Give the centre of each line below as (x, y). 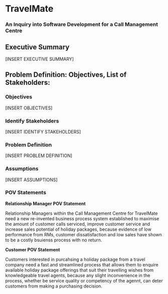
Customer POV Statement (33, 249)
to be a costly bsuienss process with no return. (54, 240)
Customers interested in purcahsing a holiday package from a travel (75, 259)
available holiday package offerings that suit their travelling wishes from (79, 270)
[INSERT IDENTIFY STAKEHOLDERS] (43, 131)
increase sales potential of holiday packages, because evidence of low (78, 229)
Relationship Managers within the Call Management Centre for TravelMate (81, 213)
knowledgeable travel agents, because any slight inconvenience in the (78, 275)
